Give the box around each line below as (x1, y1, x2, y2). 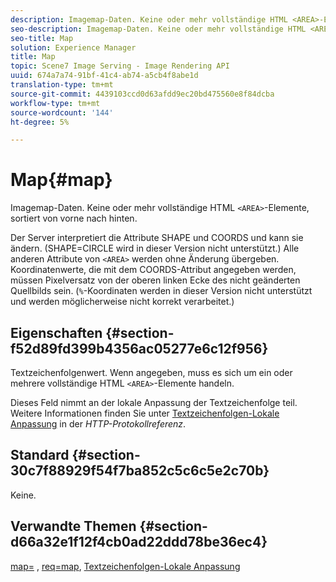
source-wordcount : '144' (10, 107, 114, 118)
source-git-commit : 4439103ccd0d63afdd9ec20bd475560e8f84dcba (10, 89, 275, 99)
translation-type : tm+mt (10, 80, 114, 90)
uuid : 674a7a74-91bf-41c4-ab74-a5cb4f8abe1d (10, 71, 199, 81)
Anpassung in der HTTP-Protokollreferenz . (10, 418, 187, 430)
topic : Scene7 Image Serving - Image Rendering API (10, 61, 230, 71)
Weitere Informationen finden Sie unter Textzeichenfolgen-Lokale (10, 407, 280, 419)
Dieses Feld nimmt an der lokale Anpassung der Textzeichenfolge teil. (10, 397, 298, 408)
